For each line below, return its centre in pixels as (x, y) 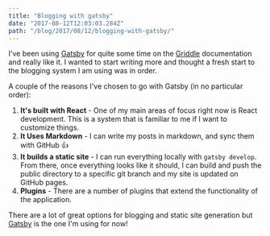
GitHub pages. (44, 183)
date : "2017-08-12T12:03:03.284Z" (66, 23)
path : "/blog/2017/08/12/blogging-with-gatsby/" (91, 31)
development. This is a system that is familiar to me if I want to (124, 119)
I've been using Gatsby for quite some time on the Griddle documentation (130, 54)
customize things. (50, 128)
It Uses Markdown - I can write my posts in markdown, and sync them (137, 136)
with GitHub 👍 (44, 145)
